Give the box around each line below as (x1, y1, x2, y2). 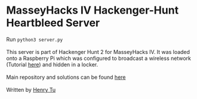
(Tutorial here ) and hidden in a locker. (6, 60, 98, 68)
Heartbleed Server (6, 16, 100, 30)
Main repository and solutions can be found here (6, 74, 126, 81)
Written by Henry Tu (6, 86, 56, 93)
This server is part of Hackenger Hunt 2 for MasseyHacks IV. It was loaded (6, 48, 190, 55)
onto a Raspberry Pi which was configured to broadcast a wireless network (6, 55, 191, 62)
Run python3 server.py (6, 36, 63, 43)
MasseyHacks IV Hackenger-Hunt (6, 4, 179, 17)
